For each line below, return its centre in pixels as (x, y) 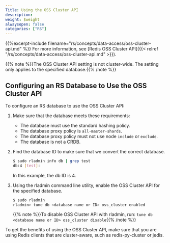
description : (19, 15)
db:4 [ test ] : (26, 166)
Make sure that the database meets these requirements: (71, 116)
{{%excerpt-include (26, 43)
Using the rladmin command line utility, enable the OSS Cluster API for (86, 185)
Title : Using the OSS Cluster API (42, 10)
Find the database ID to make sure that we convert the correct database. (89, 151)
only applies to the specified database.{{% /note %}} (61, 70)
